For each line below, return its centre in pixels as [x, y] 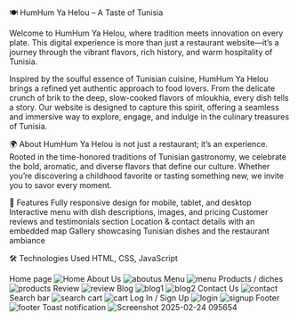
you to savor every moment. [61, 185]
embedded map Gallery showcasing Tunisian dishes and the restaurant [139, 231]
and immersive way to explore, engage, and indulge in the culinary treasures [149, 117]
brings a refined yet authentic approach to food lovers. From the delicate [142, 88]
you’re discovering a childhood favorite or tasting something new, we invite [147, 176]
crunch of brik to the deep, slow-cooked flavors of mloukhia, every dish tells [149, 98]
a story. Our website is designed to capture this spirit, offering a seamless [145, 107]
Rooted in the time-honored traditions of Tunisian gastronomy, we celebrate [148, 157]
